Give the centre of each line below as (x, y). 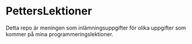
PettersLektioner (49, 11)
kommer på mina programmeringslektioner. (59, 34)
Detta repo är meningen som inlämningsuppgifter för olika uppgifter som (96, 28)
